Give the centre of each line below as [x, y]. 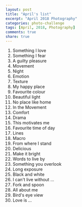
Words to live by [29, 159]
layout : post [19, 9]
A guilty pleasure [29, 61]
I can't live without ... [33, 179]
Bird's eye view [28, 195]
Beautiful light [26, 97]
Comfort [21, 112]
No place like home [32, 102]
